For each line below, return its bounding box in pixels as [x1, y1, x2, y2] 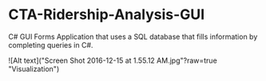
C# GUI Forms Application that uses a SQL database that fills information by [8, 32, 258, 41]
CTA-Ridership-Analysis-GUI [8, 6, 205, 24]
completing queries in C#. [8, 40, 93, 49]
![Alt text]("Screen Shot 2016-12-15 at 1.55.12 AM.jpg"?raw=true [8, 56, 217, 65]
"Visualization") [8, 64, 60, 73]
